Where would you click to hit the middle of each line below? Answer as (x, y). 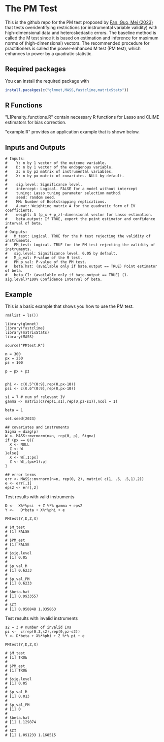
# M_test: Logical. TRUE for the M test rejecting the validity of (78, 236)
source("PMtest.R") (25, 346)
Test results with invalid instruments (42, 618)
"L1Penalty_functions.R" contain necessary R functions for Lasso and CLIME (82, 117)
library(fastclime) (25, 328)
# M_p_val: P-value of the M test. (44, 258)
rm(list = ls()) (22, 316)
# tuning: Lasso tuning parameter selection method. (64, 193)
